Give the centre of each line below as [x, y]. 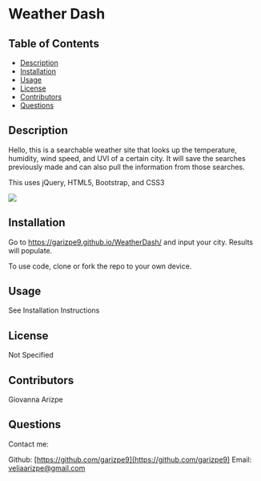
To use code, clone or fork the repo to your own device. [100, 266]
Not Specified [31, 355]
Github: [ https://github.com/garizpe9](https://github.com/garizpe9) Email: [130, 459]
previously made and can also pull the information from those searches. [127, 167]
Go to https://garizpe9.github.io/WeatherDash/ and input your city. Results [131, 242]
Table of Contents [54, 44]
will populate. [30, 250]
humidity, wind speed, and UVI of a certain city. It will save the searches [127, 158]
